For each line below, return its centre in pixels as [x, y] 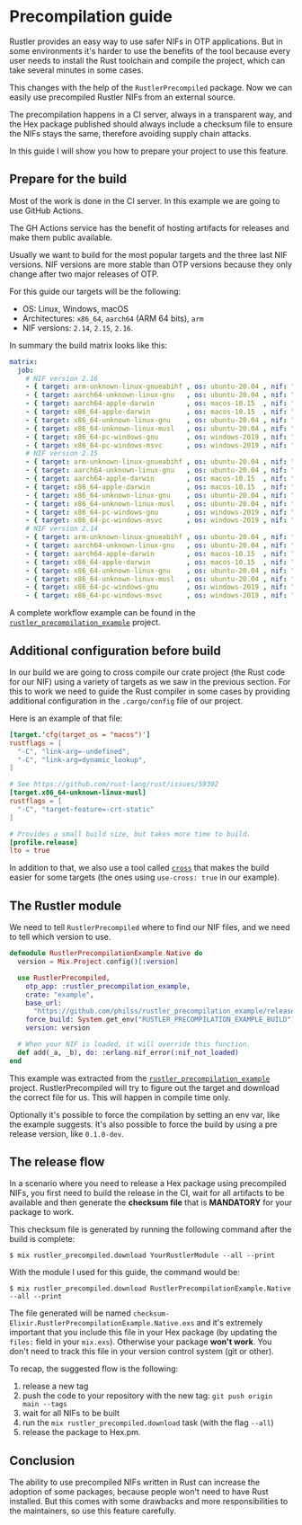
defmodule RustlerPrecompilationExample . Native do [106, 953]
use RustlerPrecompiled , [64, 978]
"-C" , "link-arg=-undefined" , [74, 751]
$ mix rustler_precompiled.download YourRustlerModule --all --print [142, 1255]
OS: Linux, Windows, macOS [75, 308]
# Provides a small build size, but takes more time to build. [130, 834]
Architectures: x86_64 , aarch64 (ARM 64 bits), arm [113, 318]
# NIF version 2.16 [62, 378]
